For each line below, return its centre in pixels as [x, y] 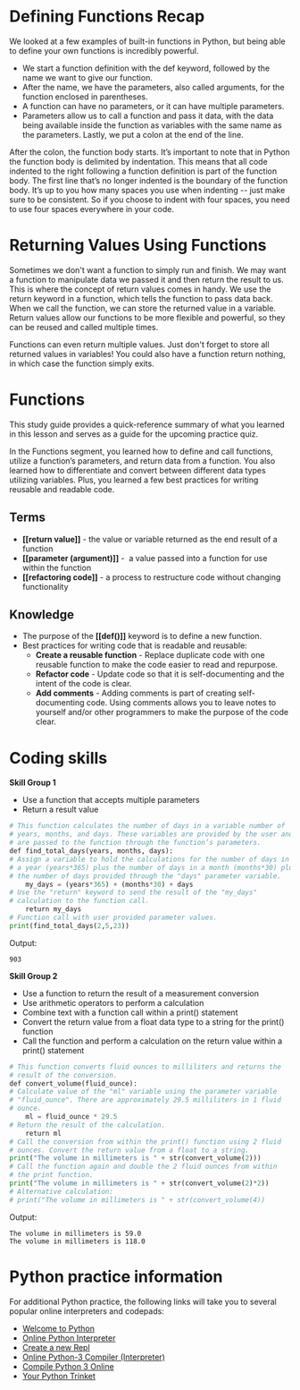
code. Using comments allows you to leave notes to [181, 703]
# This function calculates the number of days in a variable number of [147, 826]
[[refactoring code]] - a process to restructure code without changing [151, 577]
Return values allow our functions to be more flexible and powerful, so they [147, 317]
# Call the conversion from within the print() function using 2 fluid [145, 1142]
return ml [44, 1133]
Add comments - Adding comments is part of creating [136, 693]
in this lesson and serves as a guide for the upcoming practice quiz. [134, 434]
